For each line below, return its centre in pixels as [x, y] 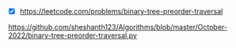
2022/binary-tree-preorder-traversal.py [72, 35]
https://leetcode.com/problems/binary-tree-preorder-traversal [121, 11]
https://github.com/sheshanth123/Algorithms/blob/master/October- [118, 28]
